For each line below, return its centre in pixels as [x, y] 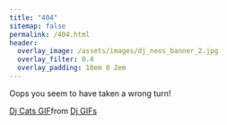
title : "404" [34, 18]
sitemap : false [38, 26]
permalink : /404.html [50, 34]
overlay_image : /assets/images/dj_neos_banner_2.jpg [118, 51]
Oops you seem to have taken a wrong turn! [90, 93]
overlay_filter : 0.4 [56, 59]
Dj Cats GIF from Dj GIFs [53, 111]
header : [24, 43]
